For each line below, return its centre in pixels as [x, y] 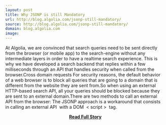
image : [12, 33]
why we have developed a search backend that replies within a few [75, 64]
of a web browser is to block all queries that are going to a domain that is [81, 80]
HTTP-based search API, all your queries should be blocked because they [82, 91]
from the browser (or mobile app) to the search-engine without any [75, 53]
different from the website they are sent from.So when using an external [81, 86]
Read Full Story [85, 117]
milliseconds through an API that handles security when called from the [80, 69]
